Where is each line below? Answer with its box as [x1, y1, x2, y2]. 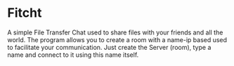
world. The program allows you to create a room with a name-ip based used [7, 35, 227, 44]
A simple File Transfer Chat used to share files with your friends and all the [7, 28, 223, 37]
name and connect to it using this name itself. [7, 51, 139, 59]
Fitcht [7, 5, 42, 21]
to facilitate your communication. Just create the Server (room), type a [7, 43, 212, 51]
